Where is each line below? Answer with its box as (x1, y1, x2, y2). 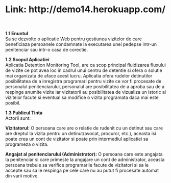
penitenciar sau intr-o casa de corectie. (5, 46, 88, 53)
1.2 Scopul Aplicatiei (5, 56, 50, 62)
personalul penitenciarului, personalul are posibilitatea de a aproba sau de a (5, 83, 165, 90)
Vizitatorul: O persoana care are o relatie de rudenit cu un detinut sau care (5, 125, 163, 131)
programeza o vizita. (5, 141, 48, 147)
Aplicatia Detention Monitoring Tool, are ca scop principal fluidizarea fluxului (5, 62, 166, 68)
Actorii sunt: (5, 115, 31, 121)
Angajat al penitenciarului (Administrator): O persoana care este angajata (5, 151, 163, 157)
